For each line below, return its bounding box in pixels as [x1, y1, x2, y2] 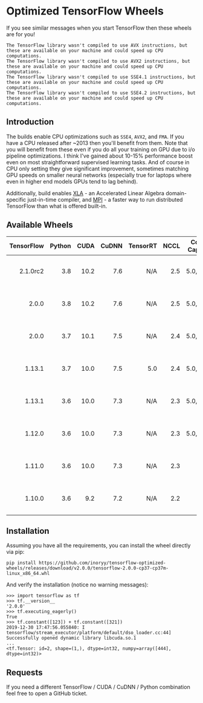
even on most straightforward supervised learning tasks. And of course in [6, 158, 190, 165]
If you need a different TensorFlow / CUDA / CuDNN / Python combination [6, 684, 190, 691]
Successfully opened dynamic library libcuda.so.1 [6, 635, 137, 641]
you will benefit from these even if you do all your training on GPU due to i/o [6, 146, 195, 153]
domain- [166, 189, 187, 197]
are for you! [6, 30, 35, 37]
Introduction [6, 117, 54, 127]
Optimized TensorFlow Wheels [6, 4, 164, 18]
